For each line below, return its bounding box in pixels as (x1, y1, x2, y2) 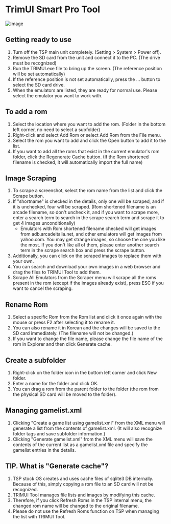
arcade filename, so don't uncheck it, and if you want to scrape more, (12, 209, 159, 216)
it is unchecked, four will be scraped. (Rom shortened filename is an (12, 204, 156, 210)
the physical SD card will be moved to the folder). (12, 391, 117, 397)
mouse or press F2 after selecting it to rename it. (12, 319, 115, 326)
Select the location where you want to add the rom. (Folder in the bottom (12, 121, 166, 127)
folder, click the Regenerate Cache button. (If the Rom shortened (12, 154, 149, 160)
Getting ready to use (5, 35, 72, 44)
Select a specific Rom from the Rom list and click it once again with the (12, 314, 162, 320)
